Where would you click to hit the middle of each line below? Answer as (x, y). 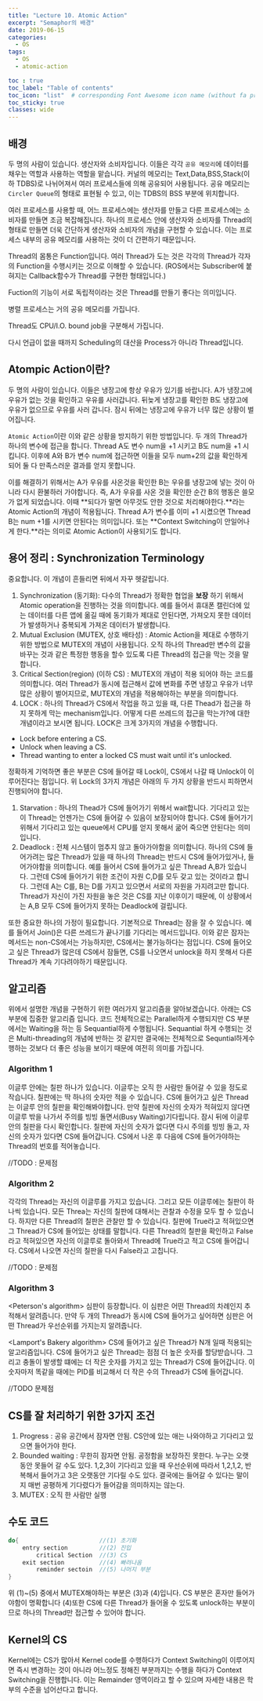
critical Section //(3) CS (82, 1555)
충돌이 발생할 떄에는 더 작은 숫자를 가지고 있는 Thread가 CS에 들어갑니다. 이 (139, 1362)
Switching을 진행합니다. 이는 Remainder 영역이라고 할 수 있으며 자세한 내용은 (127, 1679)
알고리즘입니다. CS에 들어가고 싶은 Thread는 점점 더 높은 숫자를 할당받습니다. (126, 1352)
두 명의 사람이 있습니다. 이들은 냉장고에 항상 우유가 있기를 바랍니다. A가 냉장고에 (130, 390)
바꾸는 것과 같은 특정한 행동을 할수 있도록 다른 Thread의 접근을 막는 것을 (130, 654)
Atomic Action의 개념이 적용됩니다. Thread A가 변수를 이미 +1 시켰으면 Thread (130, 512)
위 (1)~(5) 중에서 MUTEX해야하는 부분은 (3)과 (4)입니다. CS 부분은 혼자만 (121, 1593)
